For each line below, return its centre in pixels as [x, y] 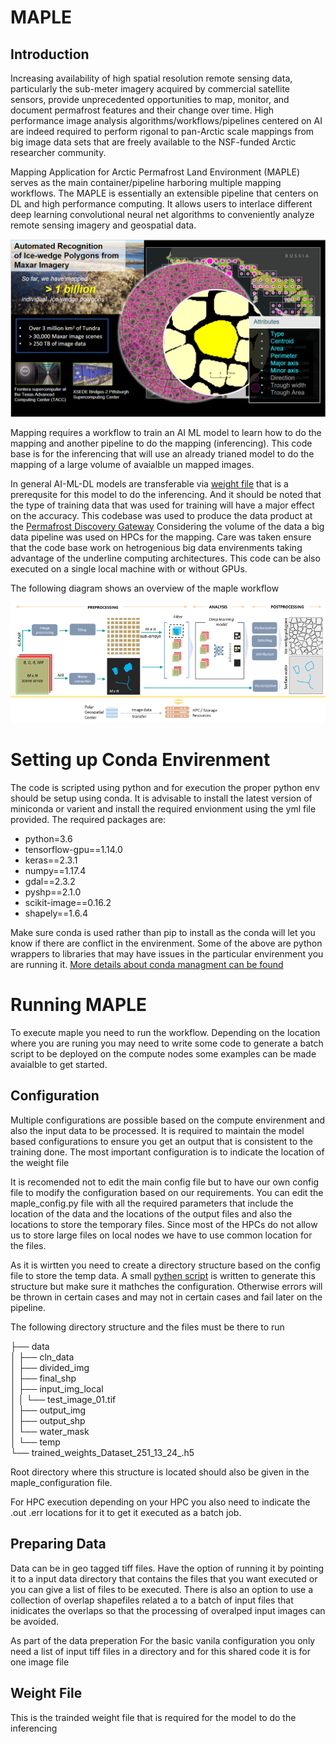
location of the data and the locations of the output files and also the [151, 1213]
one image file [40, 1662]
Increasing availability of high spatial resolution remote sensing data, [151, 78]
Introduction [50, 54]
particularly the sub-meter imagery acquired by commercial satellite [150, 89]
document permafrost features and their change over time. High [142, 110]
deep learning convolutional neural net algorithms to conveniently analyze [162, 214]
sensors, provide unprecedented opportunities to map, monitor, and [150, 99]
